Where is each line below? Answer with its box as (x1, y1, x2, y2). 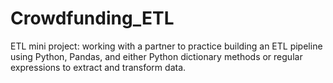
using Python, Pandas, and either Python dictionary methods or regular (10, 50, 303, 62)
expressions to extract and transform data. (10, 61, 187, 73)
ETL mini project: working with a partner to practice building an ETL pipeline (10, 40, 323, 52)
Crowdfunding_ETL (10, 7, 175, 30)
